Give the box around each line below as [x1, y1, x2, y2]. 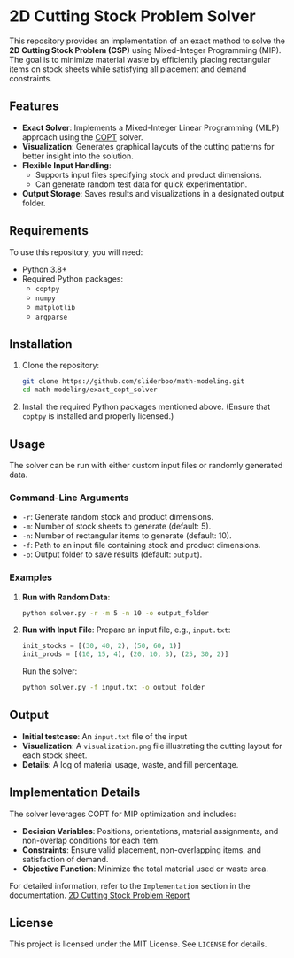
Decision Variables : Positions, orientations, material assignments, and [21, 825, 279, 836]
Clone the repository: [21, 360, 100, 371]
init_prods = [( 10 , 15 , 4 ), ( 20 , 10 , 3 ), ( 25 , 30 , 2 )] [21, 650, 229, 659]
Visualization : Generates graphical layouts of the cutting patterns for [21, 141, 275, 151]
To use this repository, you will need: [9, 246, 143, 258]
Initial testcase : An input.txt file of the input [21, 730, 188, 741]
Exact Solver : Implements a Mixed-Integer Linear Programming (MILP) [21, 122, 280, 133]
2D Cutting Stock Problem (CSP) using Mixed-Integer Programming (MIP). [9, 44, 282, 55]
